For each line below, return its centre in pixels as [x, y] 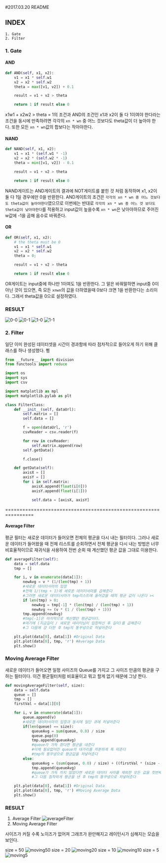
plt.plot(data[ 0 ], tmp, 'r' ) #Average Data [60, 641]
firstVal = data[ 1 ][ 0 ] [37, 704]
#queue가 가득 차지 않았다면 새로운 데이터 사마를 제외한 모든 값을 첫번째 [97, 773]
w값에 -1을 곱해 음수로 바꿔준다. [36, 215]
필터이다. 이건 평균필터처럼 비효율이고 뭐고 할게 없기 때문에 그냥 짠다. [81, 676]
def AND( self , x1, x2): [30, 73]
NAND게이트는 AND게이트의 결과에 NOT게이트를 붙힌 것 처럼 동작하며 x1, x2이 [81, 191]
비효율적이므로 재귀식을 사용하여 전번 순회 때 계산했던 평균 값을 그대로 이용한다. [82, 550]
